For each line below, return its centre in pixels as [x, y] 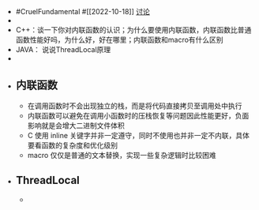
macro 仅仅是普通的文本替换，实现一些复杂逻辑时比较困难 [122, 155]
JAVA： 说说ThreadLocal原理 [63, 49]
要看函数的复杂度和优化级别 [73, 145]
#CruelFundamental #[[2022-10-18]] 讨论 [83, 11]
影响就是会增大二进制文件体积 [76, 126]
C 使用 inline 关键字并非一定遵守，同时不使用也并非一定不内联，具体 [139, 135]
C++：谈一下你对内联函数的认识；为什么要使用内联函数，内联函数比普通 [133, 30]
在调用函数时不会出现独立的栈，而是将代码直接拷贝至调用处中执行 [135, 106]
